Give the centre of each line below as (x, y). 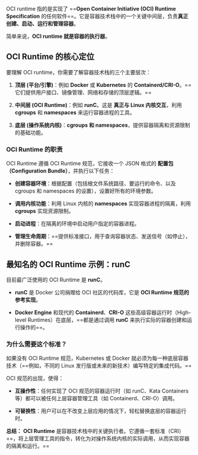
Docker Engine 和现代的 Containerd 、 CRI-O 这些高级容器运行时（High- (103, 312)
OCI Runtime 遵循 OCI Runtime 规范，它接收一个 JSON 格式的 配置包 (90, 164)
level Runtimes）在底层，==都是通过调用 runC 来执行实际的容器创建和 (101, 319)
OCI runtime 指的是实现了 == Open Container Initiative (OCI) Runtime (91, 9)
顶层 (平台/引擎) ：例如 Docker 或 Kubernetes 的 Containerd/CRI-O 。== (103, 84)
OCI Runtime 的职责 (35, 149)
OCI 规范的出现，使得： (35, 378)
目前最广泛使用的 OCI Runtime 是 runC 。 (56, 280)
